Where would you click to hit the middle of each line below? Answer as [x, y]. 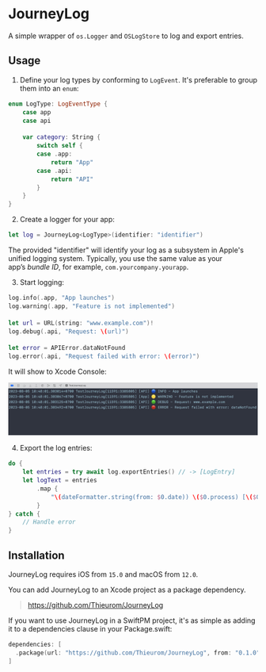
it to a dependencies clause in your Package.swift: [90, 629]
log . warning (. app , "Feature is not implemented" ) [92, 306]
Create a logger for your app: [67, 220]
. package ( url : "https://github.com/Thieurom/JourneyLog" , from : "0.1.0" [138, 653]
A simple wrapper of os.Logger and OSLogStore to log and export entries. [126, 36]
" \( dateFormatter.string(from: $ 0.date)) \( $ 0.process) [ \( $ [154, 497]
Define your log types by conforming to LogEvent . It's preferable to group [139, 79]
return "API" [72, 179]
